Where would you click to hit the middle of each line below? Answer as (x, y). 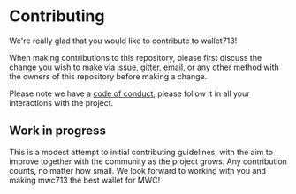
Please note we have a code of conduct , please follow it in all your (129, 93)
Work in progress (57, 131)
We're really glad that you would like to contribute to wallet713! (123, 41)
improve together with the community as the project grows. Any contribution (148, 161)
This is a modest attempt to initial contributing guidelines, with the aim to (141, 152)
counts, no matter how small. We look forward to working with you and (138, 170)
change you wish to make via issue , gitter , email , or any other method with (144, 67)
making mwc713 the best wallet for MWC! (85, 180)
